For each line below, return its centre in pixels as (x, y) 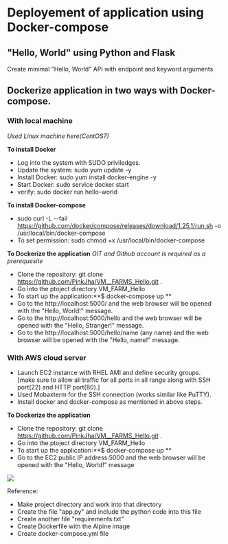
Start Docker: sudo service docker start (73, 184)
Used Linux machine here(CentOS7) (58, 136)
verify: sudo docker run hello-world (67, 192)
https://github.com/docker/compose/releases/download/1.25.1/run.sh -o (119, 225)
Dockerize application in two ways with (93, 91)
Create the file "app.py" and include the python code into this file (109, 511)
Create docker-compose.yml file (63, 533)
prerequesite (25, 261)
